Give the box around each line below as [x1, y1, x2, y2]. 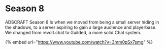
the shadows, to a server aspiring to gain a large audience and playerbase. [5, 24, 157, 30]
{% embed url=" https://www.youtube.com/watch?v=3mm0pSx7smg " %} [5, 39, 153, 45]
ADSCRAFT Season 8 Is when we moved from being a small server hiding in [5, 19, 159, 25]
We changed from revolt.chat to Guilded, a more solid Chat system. [5, 29, 142, 35]
